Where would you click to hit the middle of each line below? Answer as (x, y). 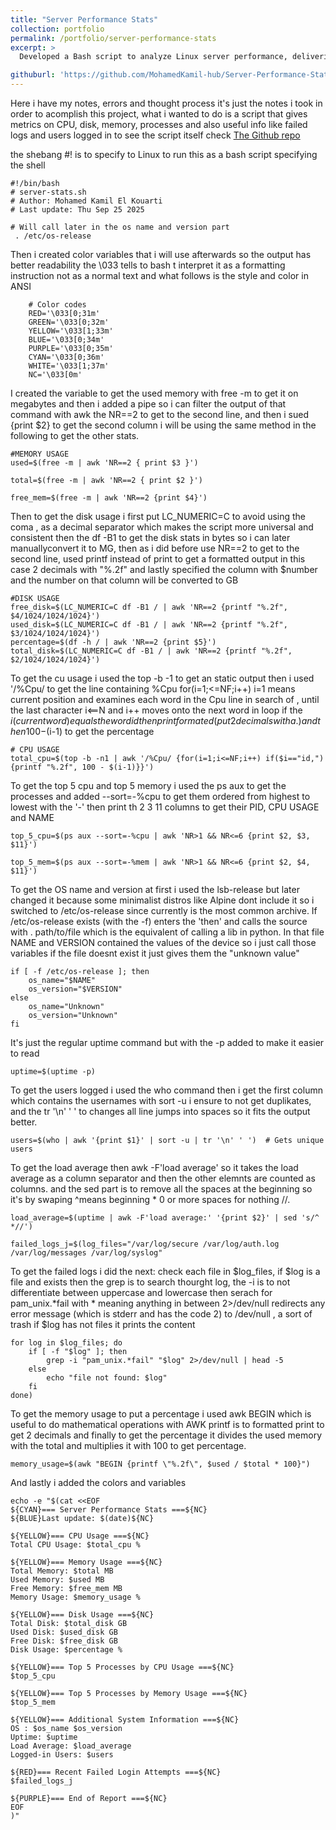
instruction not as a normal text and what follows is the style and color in (159, 275)
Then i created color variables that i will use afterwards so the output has (161, 254)
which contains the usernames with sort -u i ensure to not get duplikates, (161, 1100)
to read (25, 1053)
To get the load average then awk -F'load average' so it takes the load (154, 1167)
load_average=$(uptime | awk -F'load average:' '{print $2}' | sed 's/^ (165, 1218)
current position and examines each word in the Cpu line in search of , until (165, 699)
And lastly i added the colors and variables (98, 1482)
